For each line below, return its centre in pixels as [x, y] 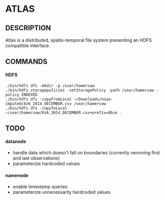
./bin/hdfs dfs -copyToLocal [36, 108]
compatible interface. [28, 46]
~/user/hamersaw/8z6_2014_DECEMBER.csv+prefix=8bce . [64, 113]
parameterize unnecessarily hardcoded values [62, 192]
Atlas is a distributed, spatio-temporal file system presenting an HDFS [79, 40]
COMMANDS [26, 62]
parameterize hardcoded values [46, 164]
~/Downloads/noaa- [93, 99]
